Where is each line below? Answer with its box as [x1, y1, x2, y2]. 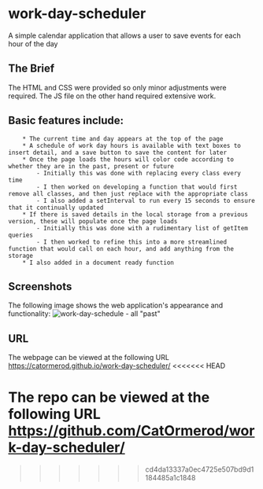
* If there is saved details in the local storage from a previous [22, 210, 248, 219]
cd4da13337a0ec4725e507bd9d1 [145, 465, 254, 474]
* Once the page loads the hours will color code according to [22, 155, 235, 164]
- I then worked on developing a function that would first [36, 182, 238, 191]
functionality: [8, 309, 51, 318]
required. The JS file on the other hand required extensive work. [8, 91, 217, 101]
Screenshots [8, 280, 72, 293]
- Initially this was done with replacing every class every [36, 169, 242, 177]
